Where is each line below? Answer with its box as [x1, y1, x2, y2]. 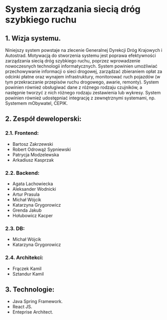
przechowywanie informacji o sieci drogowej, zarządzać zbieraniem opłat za [5, 68, 163, 74]
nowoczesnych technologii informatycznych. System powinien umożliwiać [5, 63, 158, 69]
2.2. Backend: [5, 169, 40, 176]
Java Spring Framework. [12, 299, 63, 305]
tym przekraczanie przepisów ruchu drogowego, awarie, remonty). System [5, 79, 160, 85]
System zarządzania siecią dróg [5, 3, 141, 15]
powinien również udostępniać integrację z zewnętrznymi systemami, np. [5, 95, 156, 101]
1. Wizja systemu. [5, 34, 61, 42]
